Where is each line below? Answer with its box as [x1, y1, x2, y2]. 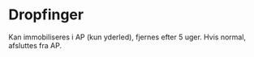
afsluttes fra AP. [8, 40, 62, 50]
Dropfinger [8, 6, 84, 24]
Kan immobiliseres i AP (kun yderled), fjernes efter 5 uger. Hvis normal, [8, 32, 246, 42]
